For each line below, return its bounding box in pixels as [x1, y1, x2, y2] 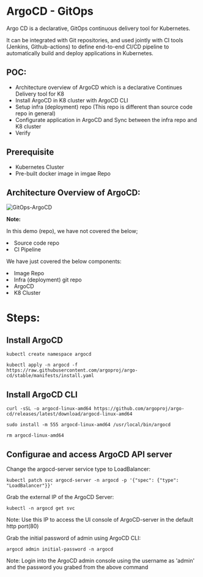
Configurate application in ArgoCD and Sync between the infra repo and [15, 116, 197, 123]
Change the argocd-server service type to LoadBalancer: [6, 465, 151, 473]
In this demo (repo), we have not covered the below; [6, 227, 138, 235]
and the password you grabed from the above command [6, 564, 149, 571]
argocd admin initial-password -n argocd [6, 546, 114, 552]
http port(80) [6, 522, 39, 530]
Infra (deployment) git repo [14, 276, 82, 283]
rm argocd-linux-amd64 [6, 432, 64, 439]
